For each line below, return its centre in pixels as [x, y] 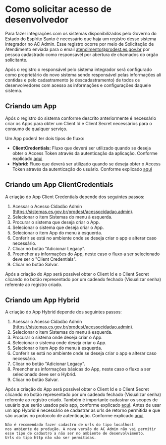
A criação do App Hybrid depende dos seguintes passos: [64, 312]
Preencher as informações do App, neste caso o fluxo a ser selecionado [86, 254]
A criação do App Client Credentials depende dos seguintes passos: [75, 197]
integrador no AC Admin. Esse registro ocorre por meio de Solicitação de [80, 44]
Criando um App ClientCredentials [59, 185]
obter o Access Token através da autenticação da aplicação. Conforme [85, 153]
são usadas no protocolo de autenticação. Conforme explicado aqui [74, 416]
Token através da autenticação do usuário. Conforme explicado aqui [82, 169]
